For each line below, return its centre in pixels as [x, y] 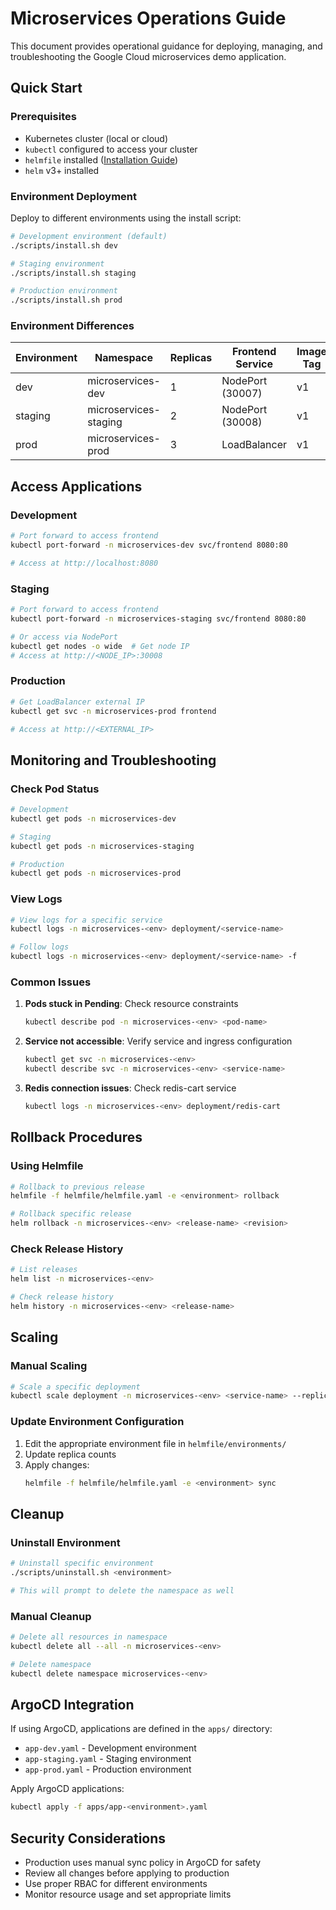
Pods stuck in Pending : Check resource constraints [131, 1004]
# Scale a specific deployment [75, 1387]
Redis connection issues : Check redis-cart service [130, 1088]
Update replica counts [70, 1454]
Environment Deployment [74, 196]
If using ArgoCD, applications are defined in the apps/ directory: [141, 1729]
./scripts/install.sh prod [66, 300]
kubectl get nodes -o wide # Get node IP [100, 646]
